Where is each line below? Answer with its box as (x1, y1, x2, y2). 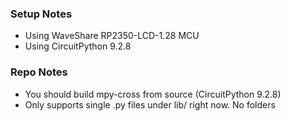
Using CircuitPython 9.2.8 (24, 40, 132, 52)
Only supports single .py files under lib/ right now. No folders (24, 98, 276, 111)
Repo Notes (10, 65, 68, 79)
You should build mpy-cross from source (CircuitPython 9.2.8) (24, 88, 282, 100)
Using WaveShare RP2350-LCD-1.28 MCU (24, 30, 200, 42)
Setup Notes (10, 7, 73, 21)
